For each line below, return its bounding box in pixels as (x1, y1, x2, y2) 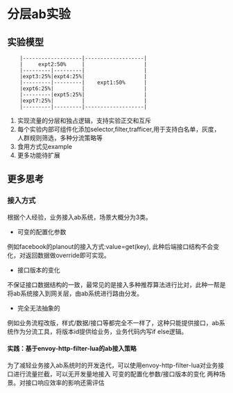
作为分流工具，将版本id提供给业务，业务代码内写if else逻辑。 (12, 327, 188, 335)
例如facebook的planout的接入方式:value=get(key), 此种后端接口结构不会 (7, 242, 214, 250)
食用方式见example (17, 143, 73, 150)
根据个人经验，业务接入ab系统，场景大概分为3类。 (7, 213, 153, 221)
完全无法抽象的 (17, 304, 60, 312)
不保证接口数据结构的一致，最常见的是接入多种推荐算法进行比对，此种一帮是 (7, 280, 226, 288)
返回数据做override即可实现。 (25, 251, 110, 259)
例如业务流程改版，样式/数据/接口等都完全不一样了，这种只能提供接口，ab (7, 318, 220, 326)
